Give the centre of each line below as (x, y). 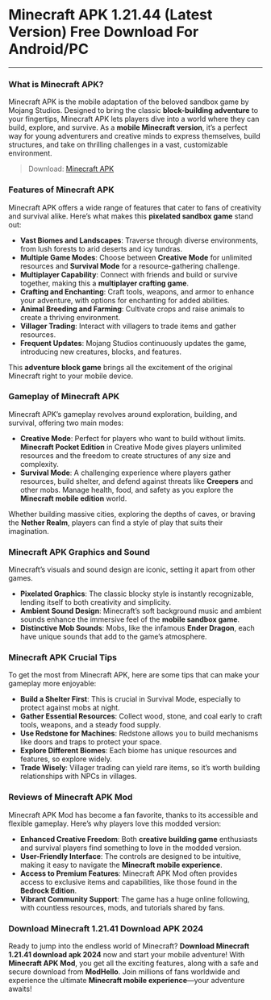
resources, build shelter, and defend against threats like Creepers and (136, 481)
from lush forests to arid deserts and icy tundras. (101, 248)
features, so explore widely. (66, 759)
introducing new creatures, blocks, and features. (101, 352)
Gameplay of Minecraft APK (64, 397)
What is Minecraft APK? (56, 84)
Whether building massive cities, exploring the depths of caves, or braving (132, 514)
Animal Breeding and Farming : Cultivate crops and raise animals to (132, 309)
